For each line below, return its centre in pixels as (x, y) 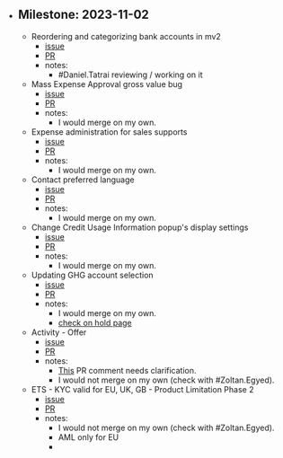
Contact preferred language (83, 180)
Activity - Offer (59, 332)
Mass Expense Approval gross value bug (106, 84)
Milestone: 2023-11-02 (84, 15)
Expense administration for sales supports (109, 132)
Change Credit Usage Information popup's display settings (140, 227)
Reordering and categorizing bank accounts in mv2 (126, 36)
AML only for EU (88, 437)
